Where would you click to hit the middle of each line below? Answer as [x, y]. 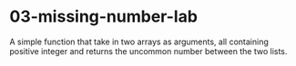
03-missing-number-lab [104, 17]
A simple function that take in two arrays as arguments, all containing [139, 42]
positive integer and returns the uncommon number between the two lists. [148, 51]
